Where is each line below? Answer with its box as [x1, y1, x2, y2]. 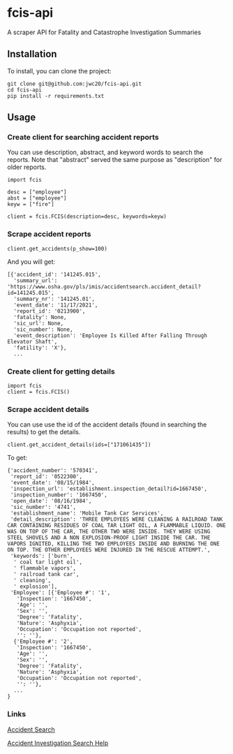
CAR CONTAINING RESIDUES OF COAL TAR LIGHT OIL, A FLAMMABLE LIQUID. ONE [7, 522, 227, 529]
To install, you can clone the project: [7, 66, 112, 75]
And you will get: [7, 257, 56, 266]
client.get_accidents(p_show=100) [7, 245, 108, 252]
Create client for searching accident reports [7, 133, 159, 142]
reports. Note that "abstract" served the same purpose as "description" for [7, 156, 223, 164]
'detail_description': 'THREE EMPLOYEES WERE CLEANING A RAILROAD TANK [10, 516, 223, 523]
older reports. [7, 163, 47, 172]
